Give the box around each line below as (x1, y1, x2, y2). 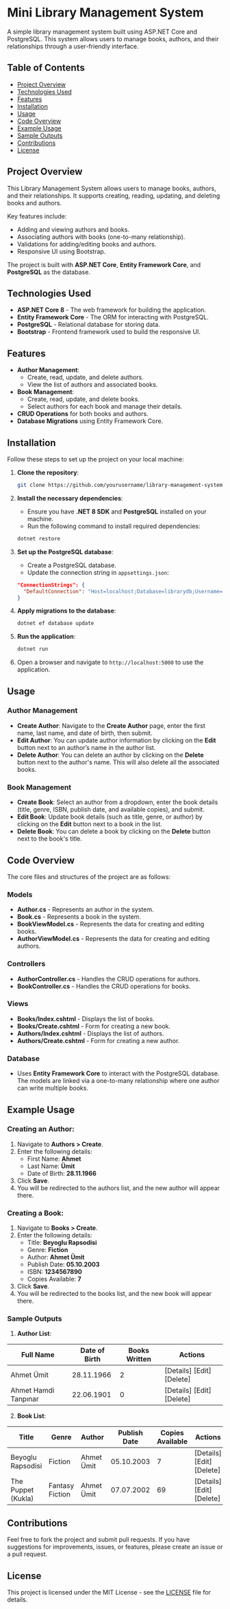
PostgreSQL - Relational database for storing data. (16, 321, 161, 329)
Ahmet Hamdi (10, 1386, 55, 1395)
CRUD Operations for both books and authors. (16, 410, 149, 418)
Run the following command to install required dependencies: (27, 522, 201, 530)
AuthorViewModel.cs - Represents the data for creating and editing (16, 935, 210, 943)
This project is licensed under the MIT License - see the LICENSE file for (7, 1588, 211, 1597)
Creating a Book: (7, 1208, 64, 1218)
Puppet (10, 1485, 34, 1495)
